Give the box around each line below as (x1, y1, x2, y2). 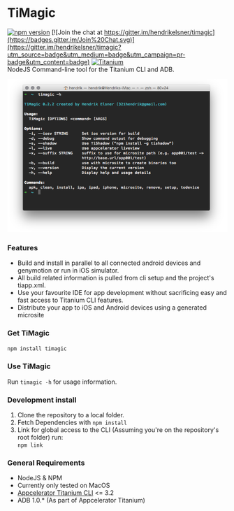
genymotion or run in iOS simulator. (17, 266, 119, 275)
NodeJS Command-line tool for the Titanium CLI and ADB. (7, 65, 175, 73)
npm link (17, 442, 43, 449)
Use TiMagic (7, 361, 51, 371)
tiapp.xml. (17, 281, 47, 289)
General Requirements (7, 458, 85, 468)
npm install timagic (7, 345, 68, 352)
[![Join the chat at (51, 28, 103, 36)
